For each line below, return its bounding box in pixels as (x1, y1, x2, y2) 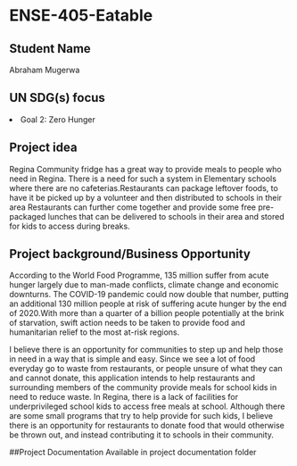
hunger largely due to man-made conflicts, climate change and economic (9, 279, 279, 290)
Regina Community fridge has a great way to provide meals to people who (9, 163, 283, 174)
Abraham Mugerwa (9, 64, 80, 75)
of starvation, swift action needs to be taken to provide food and (9, 318, 245, 329)
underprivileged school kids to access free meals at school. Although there (9, 401, 285, 412)
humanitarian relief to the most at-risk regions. (9, 327, 180, 337)
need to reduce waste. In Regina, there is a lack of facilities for (9, 392, 239, 403)
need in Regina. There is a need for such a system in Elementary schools (9, 173, 276, 184)
